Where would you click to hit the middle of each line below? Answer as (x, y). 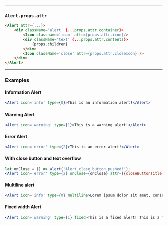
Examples (17, 80)
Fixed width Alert (23, 207)
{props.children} (50, 44)
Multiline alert (20, 185)
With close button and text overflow (43, 158)
